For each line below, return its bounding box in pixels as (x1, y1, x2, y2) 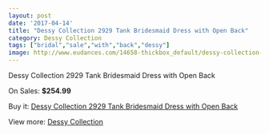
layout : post (8, 11, 52, 20)
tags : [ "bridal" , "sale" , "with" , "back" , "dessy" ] (8, 41, 171, 49)
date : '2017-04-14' (8, 19, 74, 27)
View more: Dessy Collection (8, 117, 104, 126)
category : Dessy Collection (8, 33, 102, 42)
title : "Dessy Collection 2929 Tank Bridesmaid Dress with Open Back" (8, 26, 249, 34)
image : (8, 49, 30, 57)
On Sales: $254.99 (8, 86, 72, 96)
